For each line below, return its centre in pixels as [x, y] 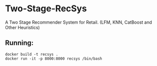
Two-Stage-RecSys [46, 9]
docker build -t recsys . [31, 54]
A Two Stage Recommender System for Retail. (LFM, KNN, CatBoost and [78, 22]
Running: [19, 43]
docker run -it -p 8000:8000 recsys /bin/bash [54, 59]
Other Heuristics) [23, 27]
